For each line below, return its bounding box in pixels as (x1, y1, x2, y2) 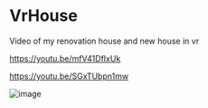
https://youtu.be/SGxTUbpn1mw (9, 70, 129, 82)
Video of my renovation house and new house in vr (9, 35, 200, 46)
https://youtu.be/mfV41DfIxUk (9, 53, 121, 64)
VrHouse (9, 5, 79, 26)
